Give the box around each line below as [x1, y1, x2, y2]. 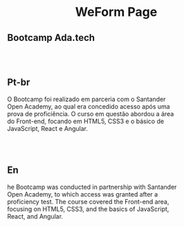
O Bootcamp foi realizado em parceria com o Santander [7, 95, 166, 103]
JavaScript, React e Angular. [7, 124, 89, 132]
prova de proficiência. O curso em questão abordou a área [7, 109, 174, 118]
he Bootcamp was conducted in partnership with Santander [7, 183, 177, 191]
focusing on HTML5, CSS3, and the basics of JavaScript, [7, 205, 169, 213]
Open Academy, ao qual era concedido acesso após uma [7, 102, 171, 111]
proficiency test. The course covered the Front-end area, [7, 197, 169, 206]
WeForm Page [75, 4, 158, 20]
